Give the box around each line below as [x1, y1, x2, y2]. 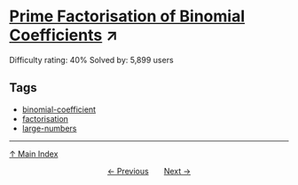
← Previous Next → [106, 165, 192, 176]
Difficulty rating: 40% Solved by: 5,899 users [9, 54, 175, 65]
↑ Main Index [9, 149, 59, 159]
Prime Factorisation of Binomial [9, 6, 246, 27]
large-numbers [21, 123, 77, 133]
